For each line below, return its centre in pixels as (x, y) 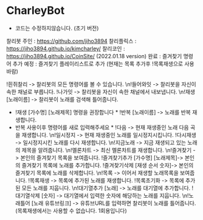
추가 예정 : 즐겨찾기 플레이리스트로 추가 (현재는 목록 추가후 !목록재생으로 (98, 64)
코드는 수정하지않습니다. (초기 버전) (57, 28)
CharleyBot (36, 11)
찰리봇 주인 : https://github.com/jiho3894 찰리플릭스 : (71, 41)
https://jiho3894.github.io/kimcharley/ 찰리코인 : (66, 48)
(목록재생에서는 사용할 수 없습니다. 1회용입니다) (71, 210)
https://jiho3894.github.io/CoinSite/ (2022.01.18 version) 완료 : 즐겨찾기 (94, 56)
